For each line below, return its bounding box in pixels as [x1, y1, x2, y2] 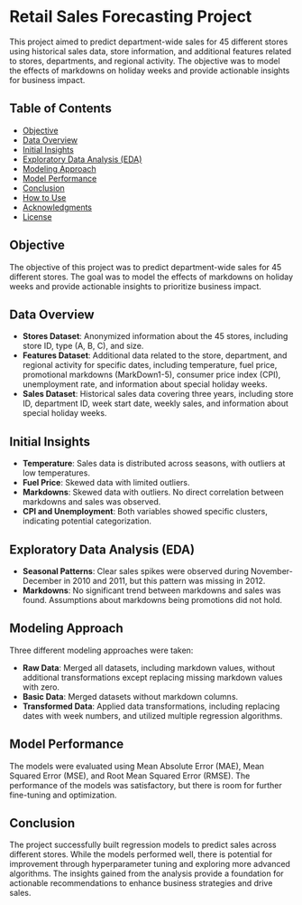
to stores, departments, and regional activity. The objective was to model [9, 55, 281, 66]
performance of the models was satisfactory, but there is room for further [9, 779, 282, 790]
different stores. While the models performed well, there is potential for [9, 849, 273, 860]
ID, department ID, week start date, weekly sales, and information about [22, 398, 288, 409]
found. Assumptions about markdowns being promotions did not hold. [22, 595, 282, 605]
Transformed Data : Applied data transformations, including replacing [22, 701, 280, 712]
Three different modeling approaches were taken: [9, 645, 194, 655]
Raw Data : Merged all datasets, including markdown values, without [22, 662, 276, 673]
